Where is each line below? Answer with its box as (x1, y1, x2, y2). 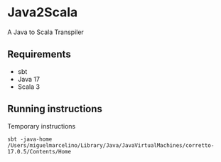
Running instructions (7, 103, 103, 115)
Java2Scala (7, 4, 78, 21)
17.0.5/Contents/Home (7, 148, 72, 155)
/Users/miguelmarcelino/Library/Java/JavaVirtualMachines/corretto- (7, 141, 215, 149)
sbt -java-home (7, 136, 53, 143)
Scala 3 (17, 82, 41, 91)
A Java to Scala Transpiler (7, 28, 84, 36)
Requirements (7, 48, 71, 60)
